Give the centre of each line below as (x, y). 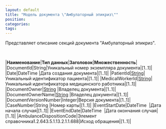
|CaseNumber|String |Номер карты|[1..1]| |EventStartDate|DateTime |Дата (83, 105)
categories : (18, 24)
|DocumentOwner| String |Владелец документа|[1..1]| (61, 89)
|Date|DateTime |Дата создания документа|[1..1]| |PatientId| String (74, 73)
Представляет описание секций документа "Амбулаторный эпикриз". (80, 43)
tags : (11, 29)
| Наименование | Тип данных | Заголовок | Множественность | (71, 62)
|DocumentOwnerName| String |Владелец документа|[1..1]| (67, 95)
